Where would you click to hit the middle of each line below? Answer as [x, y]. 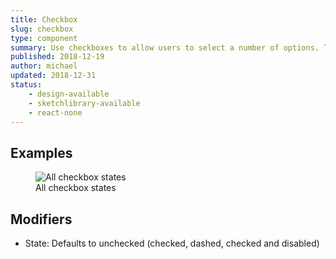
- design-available [69, 94]
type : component [44, 38]
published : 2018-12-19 [57, 57]
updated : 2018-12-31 [53, 76]
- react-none [55, 112]
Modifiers [41, 219]
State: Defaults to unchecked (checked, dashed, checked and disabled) [172, 243]
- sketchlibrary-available [84, 103]
